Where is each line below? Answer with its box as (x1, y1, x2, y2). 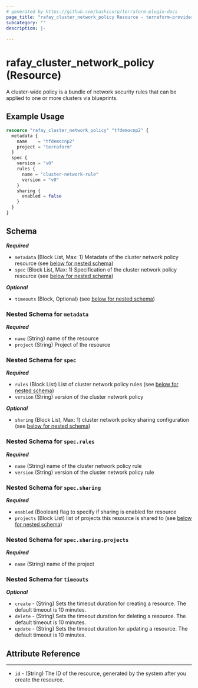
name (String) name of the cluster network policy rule (14, 462, 142, 469)
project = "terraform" (16, 144, 72, 150)
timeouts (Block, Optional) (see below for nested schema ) (14, 295, 155, 302)
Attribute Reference (6, 648, 81, 658)
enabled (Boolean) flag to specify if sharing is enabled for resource (14, 508, 177, 515)
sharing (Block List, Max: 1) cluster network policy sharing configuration (14, 416, 190, 424)
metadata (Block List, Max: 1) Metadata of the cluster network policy (14, 253, 179, 260)
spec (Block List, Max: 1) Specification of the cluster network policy (14, 266, 177, 273)
